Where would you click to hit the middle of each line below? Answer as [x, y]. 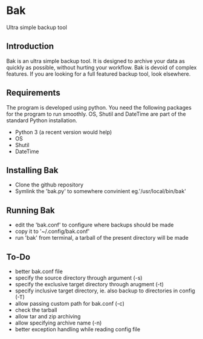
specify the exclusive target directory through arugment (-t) [89, 284]
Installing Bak [32, 170]
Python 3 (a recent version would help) [63, 132]
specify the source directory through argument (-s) [79, 278]
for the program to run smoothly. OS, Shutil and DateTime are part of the [96, 114]
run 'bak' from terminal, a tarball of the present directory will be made [102, 238]
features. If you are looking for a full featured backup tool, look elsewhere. [98, 74]
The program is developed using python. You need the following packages [99, 107]
